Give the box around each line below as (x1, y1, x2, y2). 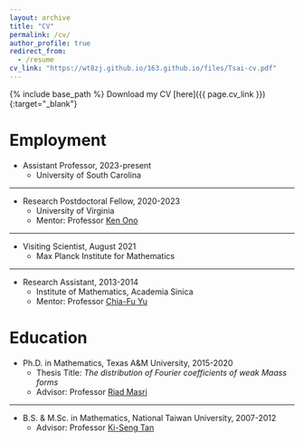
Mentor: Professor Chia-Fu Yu (35, 295, 147, 306)
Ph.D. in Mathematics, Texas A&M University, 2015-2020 (22, 357, 233, 368)
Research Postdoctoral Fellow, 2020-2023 (22, 196, 181, 207)
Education (9, 328, 88, 348)
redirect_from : (9, 47, 67, 56)
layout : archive (9, 13, 71, 23)
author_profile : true (9, 38, 91, 48)
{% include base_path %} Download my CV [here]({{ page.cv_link (9, 88, 254, 100)
